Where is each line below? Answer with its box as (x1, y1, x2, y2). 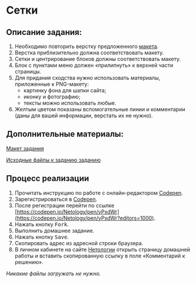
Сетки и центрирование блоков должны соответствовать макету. (14, 56, 181, 62)
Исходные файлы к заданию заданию (6, 156, 101, 163)
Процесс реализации (6, 173, 90, 184)
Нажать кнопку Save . (14, 233, 69, 240)
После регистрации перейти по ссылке (14, 202, 115, 209)
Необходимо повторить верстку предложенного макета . (14, 43, 159, 50)
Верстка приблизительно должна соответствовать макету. (14, 49, 164, 56)
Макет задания (6, 144, 44, 152)
